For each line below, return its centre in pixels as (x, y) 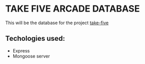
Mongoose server (31, 56)
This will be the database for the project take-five (57, 23)
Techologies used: (35, 39)
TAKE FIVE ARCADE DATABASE (72, 9)
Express (21, 50)
